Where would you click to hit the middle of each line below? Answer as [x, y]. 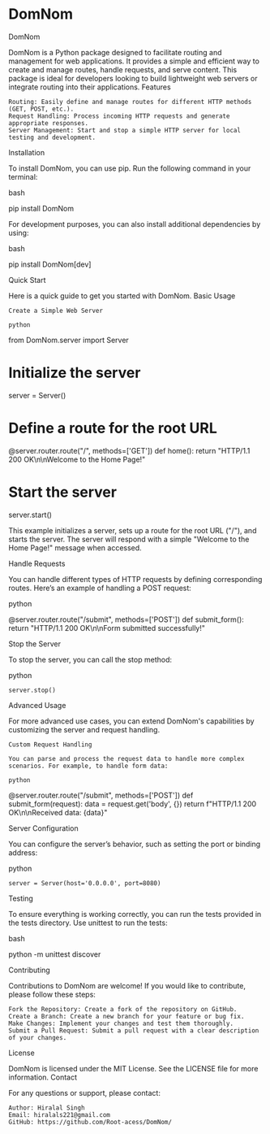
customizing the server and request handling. [84, 729]
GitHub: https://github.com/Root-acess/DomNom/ [90, 1122]
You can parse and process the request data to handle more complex [126, 758]
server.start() [30, 515]
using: [19, 232]
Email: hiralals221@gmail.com [60, 1114]
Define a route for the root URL [113, 428]
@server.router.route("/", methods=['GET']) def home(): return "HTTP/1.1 [129, 450]
